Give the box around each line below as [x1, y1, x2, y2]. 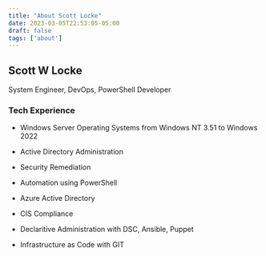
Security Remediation [19, 162, 91, 172]
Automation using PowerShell [19, 178, 118, 188]
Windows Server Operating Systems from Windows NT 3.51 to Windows [19, 123, 258, 133]
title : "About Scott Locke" [8, 11, 103, 20]
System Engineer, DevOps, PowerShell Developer [8, 85, 171, 94]
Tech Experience [8, 105, 76, 116]
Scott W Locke [8, 63, 83, 77]
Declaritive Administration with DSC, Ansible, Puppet [19, 225, 194, 234]
